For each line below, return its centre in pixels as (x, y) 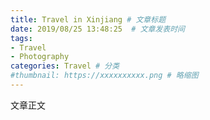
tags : (21, 38)
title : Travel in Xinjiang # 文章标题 (88, 19)
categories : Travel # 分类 (65, 66)
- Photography (40, 57)
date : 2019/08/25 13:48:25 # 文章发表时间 (97, 29)
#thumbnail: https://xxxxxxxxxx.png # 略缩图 (104, 76)
